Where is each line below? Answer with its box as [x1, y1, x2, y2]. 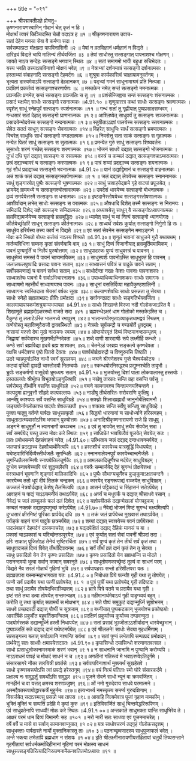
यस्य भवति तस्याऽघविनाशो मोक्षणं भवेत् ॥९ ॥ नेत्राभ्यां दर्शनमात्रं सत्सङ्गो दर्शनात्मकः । [6, 64, 166, 72]
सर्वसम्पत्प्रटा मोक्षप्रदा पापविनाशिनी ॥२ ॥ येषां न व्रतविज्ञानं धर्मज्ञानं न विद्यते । [6, 44, 149, 51]
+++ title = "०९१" [6, 5, 48, 12]
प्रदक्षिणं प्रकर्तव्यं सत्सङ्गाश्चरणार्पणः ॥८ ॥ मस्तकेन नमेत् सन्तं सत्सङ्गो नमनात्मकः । [6, 85, 164, 92]
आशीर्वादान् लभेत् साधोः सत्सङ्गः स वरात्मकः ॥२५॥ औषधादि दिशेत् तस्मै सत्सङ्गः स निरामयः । [6, 200, 184, 207]
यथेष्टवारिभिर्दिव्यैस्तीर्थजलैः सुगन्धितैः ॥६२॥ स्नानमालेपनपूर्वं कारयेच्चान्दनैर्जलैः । [6, 450, 154, 457]
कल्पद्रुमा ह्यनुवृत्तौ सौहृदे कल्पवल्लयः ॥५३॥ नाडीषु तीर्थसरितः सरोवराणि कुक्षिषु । [6, 389, 154, 396]
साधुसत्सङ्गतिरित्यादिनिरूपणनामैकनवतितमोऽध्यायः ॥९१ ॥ [6, 748, 116, 754]
